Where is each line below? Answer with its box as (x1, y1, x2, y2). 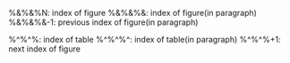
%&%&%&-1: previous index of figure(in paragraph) (8, 17, 199, 28)
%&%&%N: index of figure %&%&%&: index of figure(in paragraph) (8, 8, 257, 18)
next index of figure (8, 43, 81, 54)
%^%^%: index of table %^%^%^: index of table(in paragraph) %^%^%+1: (8, 35, 281, 44)
